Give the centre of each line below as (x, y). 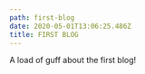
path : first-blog (42, 18)
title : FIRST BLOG (44, 34)
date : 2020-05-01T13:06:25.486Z (70, 26)
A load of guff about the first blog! (73, 60)
